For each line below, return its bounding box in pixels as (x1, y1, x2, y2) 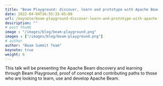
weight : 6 (5, 52, 25, 57)
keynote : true (5, 47, 34, 52)
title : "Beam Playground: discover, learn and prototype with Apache (5, 7, 149, 12)
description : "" (5, 20, 38, 26)
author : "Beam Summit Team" (5, 43, 62, 48)
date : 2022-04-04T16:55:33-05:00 (5, 12, 73, 16)
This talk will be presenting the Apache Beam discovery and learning (5, 65, 142, 71)
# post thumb (5, 25, 32, 30)
